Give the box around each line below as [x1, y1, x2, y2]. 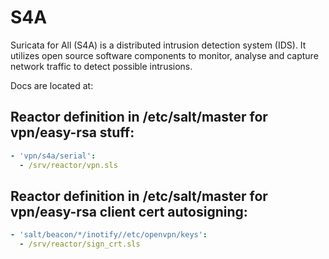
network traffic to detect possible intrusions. [10, 60, 193, 72]
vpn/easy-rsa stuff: [10, 124, 135, 141]
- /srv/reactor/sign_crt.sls [19, 239, 141, 250]
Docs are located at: [10, 79, 94, 91]
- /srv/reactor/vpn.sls [19, 160, 118, 170]
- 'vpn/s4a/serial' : [10, 151, 97, 161]
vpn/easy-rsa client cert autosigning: [10, 203, 248, 220]
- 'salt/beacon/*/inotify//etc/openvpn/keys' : [10, 230, 208, 240]
